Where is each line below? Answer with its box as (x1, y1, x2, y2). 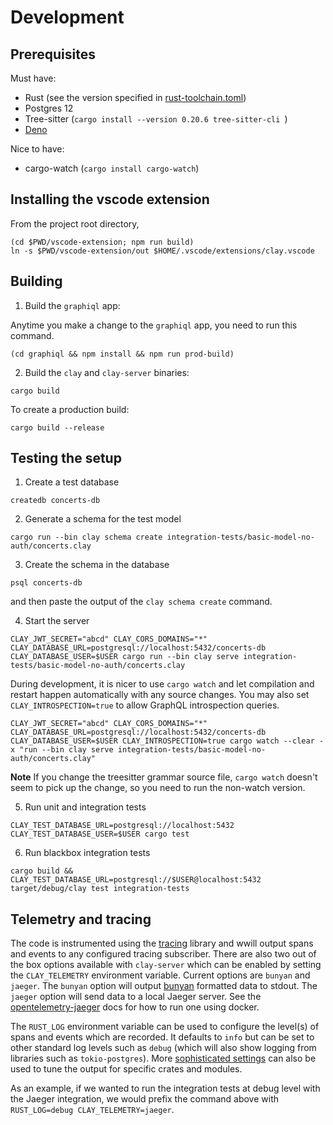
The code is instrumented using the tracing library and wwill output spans (10, 937, 314, 950)
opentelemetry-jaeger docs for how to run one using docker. (10, 1001, 260, 1013)
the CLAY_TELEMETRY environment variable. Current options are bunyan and (10, 969, 311, 981)
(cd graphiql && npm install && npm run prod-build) (10, 349, 235, 359)
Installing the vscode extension (10, 191, 210, 208)
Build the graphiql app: (24, 299, 121, 311)
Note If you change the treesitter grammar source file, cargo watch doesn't (10, 771, 318, 783)
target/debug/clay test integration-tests (10, 884, 190, 894)
